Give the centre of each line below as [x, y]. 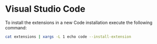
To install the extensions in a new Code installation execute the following [79, 22]
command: [16, 27]
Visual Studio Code [45, 9]
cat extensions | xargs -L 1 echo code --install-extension [68, 37]
